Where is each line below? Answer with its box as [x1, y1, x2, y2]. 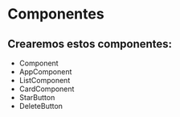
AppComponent [18, 67, 72, 77]
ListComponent [18, 76, 71, 85]
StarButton [18, 93, 55, 102]
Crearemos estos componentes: [7, 37, 173, 51]
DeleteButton [18, 102, 63, 111]
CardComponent [18, 84, 75, 94]
